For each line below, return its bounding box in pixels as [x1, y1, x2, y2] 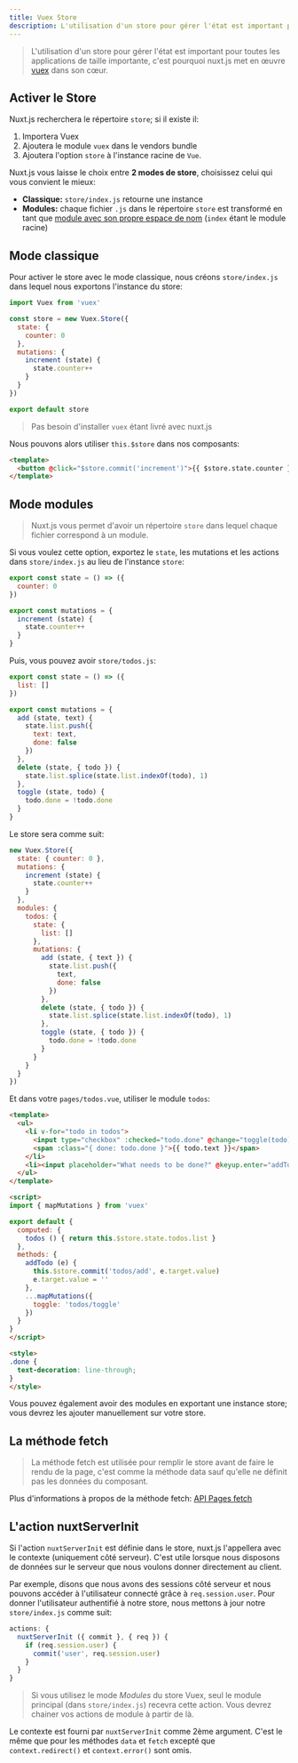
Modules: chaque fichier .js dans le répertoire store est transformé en [21, 204, 283, 214]
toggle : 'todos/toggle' [32, 1300, 122, 1308]
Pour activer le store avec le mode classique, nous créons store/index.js [9, 272, 278, 283]
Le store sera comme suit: [9, 828, 105, 839]
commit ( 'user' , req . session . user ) [32, 1649, 161, 1658]
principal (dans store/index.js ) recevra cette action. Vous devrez [30, 1700, 272, 1711]
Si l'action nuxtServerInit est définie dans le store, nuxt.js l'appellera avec [9, 1542, 282, 1553]
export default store [9, 405, 90, 414]
